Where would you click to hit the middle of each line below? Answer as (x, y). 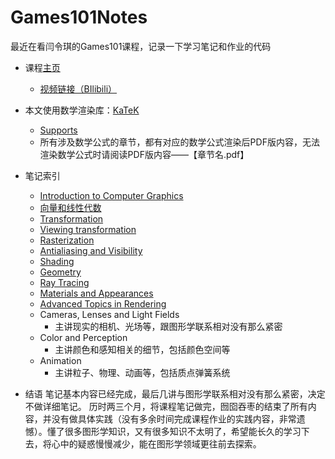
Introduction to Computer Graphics (111, 195)
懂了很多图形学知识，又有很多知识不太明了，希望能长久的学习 (174, 431)
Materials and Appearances (96, 293)
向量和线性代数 (70, 207)
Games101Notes (79, 17)
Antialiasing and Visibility (91, 250)
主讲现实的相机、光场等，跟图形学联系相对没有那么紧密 (168, 326)
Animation (60, 360)
